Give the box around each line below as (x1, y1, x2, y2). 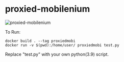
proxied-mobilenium (5, 3, 90, 15)
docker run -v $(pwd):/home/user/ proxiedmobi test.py (5, 42, 120, 47)
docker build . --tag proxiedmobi (5, 38, 76, 43)
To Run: (5, 29, 21, 35)
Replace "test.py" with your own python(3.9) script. (5, 51, 109, 57)
